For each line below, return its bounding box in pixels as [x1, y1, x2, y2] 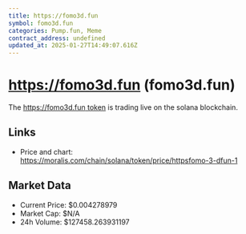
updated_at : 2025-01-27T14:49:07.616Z [8, 42, 138, 50]
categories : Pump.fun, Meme [8, 26, 103, 34]
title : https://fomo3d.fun [8, 11, 99, 20]
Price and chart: [19, 147, 74, 156]
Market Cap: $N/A [19, 208, 80, 218]
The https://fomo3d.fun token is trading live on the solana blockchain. [8, 103, 239, 112]
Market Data [8, 179, 71, 192]
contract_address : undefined [8, 34, 106, 42]
